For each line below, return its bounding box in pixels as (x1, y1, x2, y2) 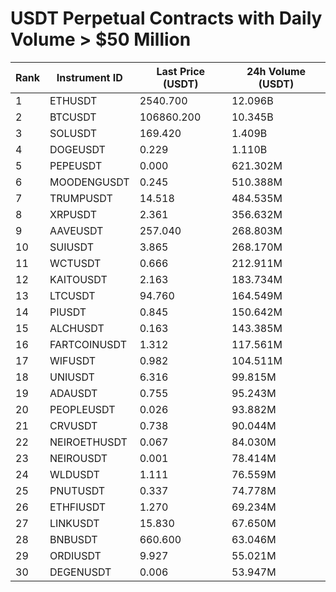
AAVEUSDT (49, 223, 104, 237)
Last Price (156, 64, 206, 78)
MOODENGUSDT (49, 175, 130, 189)
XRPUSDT (49, 207, 97, 221)
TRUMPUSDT (49, 191, 113, 205)
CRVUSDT (49, 418, 98, 432)
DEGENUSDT (49, 565, 112, 579)
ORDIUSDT (49, 548, 102, 562)
